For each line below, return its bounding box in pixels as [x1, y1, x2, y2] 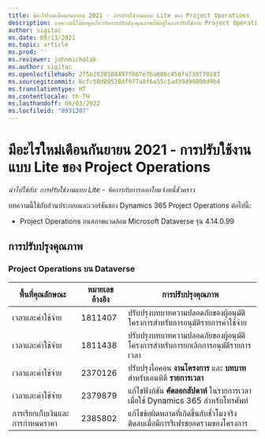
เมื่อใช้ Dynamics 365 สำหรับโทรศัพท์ [127, 395, 248, 406]
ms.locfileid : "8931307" [8, 107, 90, 115]
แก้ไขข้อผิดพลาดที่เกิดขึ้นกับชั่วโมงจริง [127, 407, 237, 418]
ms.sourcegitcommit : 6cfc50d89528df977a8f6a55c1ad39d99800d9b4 [8, 77, 221, 85]
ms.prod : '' [8, 48, 47, 56]
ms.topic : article [8, 41, 69, 49]
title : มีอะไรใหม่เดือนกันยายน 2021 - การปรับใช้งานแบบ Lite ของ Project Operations [8, 11, 250, 20]
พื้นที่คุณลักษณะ [19, 289, 67, 300]
